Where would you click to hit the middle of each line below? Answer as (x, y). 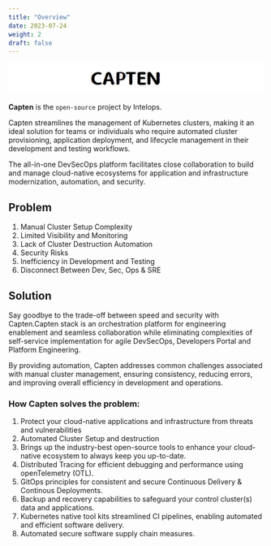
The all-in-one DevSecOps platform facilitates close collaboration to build (131, 165)
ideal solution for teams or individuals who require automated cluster (123, 132)
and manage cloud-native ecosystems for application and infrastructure (129, 173)
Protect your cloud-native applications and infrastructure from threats (137, 422)
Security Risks (44, 253)
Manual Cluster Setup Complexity (76, 227)
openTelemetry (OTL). (57, 473)
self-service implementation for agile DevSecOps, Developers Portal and (130, 341)
